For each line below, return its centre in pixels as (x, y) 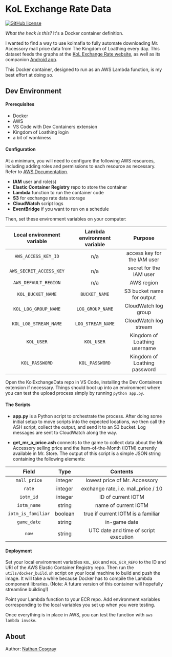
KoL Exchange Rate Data (58, 9)
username (144, 348)
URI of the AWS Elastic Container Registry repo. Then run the (70, 568)
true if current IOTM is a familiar (122, 514)
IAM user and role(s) (35, 181)
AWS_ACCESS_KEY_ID (37, 256)
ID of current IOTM (122, 497)
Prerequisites (20, 104)
